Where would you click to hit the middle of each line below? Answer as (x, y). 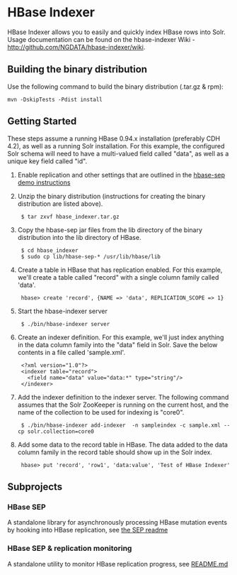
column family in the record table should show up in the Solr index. (115, 452)
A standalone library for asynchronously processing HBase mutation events (117, 522)
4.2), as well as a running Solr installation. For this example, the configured (116, 146)
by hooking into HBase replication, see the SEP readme (88, 530)
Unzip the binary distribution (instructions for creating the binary (111, 196)
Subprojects (35, 487)
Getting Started (42, 121)
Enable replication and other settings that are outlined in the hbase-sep (121, 175)
